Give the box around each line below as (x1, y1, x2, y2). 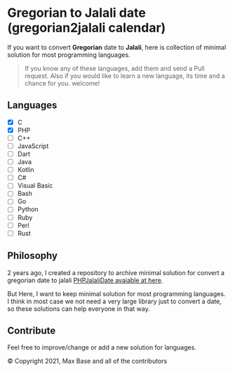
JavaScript (17, 142, 49, 150)
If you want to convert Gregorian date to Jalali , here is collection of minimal (7, 43, 227, 51)
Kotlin (17, 166, 34, 174)
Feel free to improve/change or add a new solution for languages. (7, 343, 197, 352)
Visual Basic (17, 181, 53, 190)
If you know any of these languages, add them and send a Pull (24, 64, 205, 72)
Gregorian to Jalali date (7, 5, 146, 21)
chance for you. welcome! (24, 79, 100, 87)
